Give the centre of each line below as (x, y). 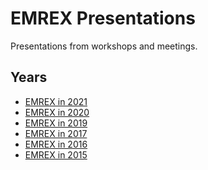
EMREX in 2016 (56, 144)
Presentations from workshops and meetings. (104, 46)
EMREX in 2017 (56, 133)
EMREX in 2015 (56, 154)
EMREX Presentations (103, 18)
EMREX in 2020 (57, 112)
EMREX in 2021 (56, 101)
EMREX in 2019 (56, 123)
